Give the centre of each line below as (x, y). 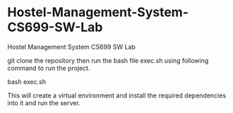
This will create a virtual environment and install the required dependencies (117, 95)
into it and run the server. (44, 102)
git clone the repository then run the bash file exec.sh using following (108, 60)
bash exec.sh (27, 81)
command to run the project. (49, 68)
